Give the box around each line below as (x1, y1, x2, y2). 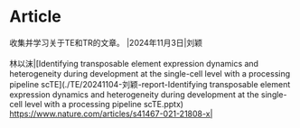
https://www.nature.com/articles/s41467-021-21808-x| (9, 108, 213, 119)
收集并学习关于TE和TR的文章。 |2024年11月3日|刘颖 (9, 37, 203, 48)
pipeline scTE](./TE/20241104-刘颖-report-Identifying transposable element (9, 78, 291, 89)
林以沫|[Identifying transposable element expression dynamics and (9, 58, 259, 69)
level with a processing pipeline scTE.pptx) (23, 98, 183, 109)
